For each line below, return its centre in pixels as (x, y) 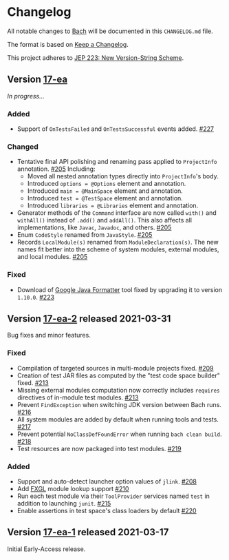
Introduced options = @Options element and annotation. (107, 184)
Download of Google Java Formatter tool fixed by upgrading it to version (119, 289)
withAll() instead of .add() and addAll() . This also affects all (105, 220)
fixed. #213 (33, 382)
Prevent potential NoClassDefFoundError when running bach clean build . (119, 434)
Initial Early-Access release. (46, 549)
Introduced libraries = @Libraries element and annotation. (113, 206)
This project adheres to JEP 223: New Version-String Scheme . (96, 58)
